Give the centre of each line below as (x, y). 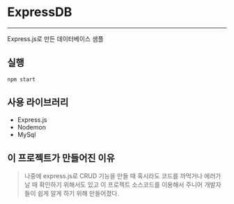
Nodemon (32, 127)
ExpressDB (40, 12)
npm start (22, 79)
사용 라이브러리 (38, 103)
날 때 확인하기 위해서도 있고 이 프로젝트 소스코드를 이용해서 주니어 (114, 185)
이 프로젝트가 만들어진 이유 (61, 158)
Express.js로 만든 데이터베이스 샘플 (55, 38)
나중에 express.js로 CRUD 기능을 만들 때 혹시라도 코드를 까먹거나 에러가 (123, 176)
